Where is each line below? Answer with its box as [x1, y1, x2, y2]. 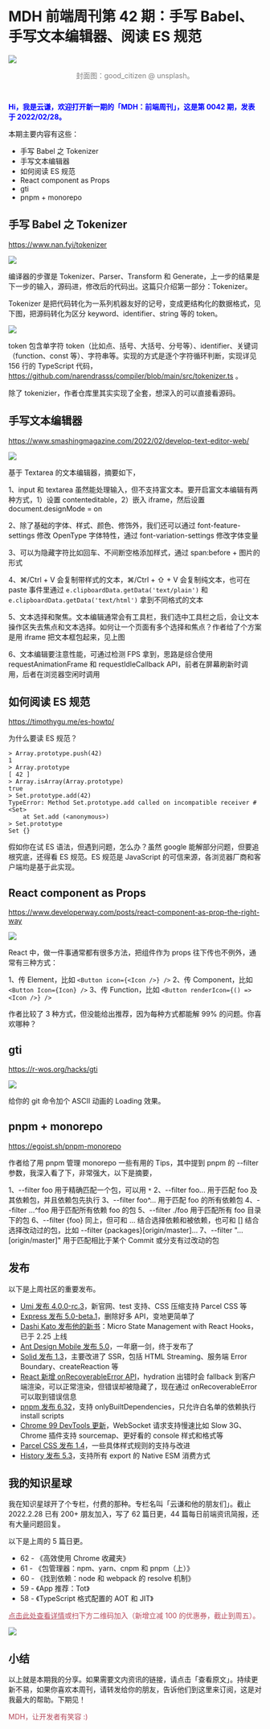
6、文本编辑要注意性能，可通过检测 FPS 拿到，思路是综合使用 [8, 649, 213, 658]
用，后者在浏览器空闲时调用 [8, 669, 100, 679]
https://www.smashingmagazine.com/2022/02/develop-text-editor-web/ [8, 435, 250, 445]
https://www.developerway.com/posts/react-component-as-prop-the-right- [8, 907, 260, 918]
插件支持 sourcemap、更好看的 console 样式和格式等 [48, 1430, 223, 1440]
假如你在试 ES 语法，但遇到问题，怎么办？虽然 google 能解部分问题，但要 [8, 842, 252, 852]
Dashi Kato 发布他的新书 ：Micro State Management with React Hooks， [19, 1321, 259, 1331]
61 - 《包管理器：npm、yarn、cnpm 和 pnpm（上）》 [19, 1563, 194, 1574]
